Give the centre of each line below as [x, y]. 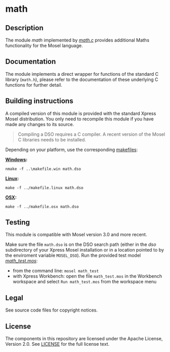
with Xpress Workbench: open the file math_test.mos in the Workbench [87, 276]
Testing [18, 223]
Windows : [16, 159]
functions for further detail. [34, 85]
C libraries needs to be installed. [52, 139]
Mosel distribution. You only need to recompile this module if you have [80, 119]
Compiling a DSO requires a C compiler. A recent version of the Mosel [91, 134]
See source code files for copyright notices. [52, 310]
